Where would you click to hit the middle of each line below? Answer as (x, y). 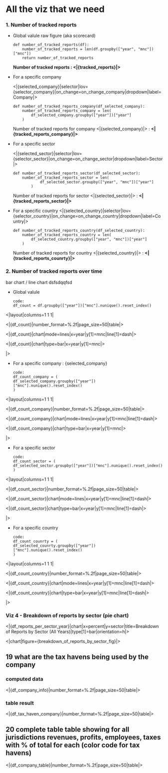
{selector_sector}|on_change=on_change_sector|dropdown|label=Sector (88, 159)
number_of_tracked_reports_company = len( (67, 111)
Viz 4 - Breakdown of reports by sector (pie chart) (67, 615)
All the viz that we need (55, 9)
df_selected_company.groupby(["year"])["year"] (81, 115)
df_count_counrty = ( (35, 541)
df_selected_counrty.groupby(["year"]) (54, 546)
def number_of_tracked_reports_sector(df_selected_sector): (77, 174)
